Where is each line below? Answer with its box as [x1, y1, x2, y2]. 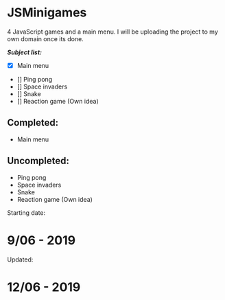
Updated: [7, 255, 34, 264]
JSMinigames [7, 5, 87, 21]
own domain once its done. [7, 34, 84, 43]
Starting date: [7, 208, 46, 217]
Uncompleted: [7, 155, 70, 167]
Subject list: [7, 48, 43, 56]
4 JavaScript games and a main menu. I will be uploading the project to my [7, 27, 218, 36]
